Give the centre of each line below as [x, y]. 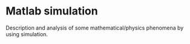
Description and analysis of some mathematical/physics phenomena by [95, 28]
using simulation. [27, 34]
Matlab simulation [52, 11]
